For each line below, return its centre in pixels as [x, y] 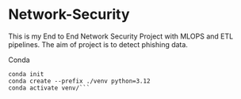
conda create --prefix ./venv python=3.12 [79, 81]
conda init [26, 74]
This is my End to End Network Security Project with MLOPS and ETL [121, 36]
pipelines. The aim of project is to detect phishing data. [98, 44]
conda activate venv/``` [49, 88]
